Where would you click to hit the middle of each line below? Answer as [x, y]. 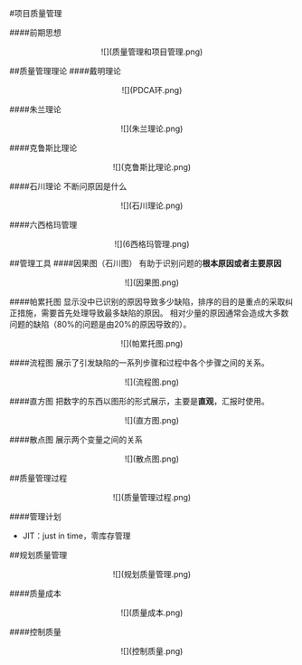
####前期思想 [35, 33]
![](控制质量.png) [152, 651]
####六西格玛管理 [43, 225]
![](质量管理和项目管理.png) [152, 52]
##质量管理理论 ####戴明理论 [66, 71]
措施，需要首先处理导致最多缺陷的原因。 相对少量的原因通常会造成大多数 [153, 313]
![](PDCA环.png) [152, 90]
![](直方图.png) [152, 420]
